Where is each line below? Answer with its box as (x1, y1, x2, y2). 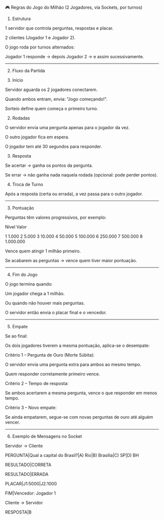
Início (12, 77, 23, 83)
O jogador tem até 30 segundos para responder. (5, 144, 102, 149)
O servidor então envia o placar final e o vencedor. (5, 310, 107, 315)
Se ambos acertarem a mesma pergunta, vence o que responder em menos (5, 390, 158, 396)
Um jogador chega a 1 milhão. (5, 291, 65, 296)
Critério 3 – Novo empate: (5, 405, 57, 410)
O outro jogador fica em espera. (5, 134, 69, 140)
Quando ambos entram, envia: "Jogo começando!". (5, 96, 108, 102)
